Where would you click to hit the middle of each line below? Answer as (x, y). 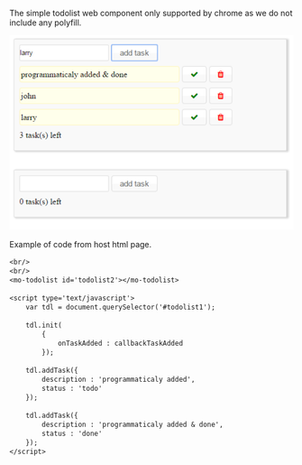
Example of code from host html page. (81, 245)
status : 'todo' (72, 389)
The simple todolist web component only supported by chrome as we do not (151, 13)
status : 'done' (72, 434)
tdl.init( (44, 325)
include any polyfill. (46, 23)
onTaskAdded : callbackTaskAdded (120, 344)
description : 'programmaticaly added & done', (133, 425)
